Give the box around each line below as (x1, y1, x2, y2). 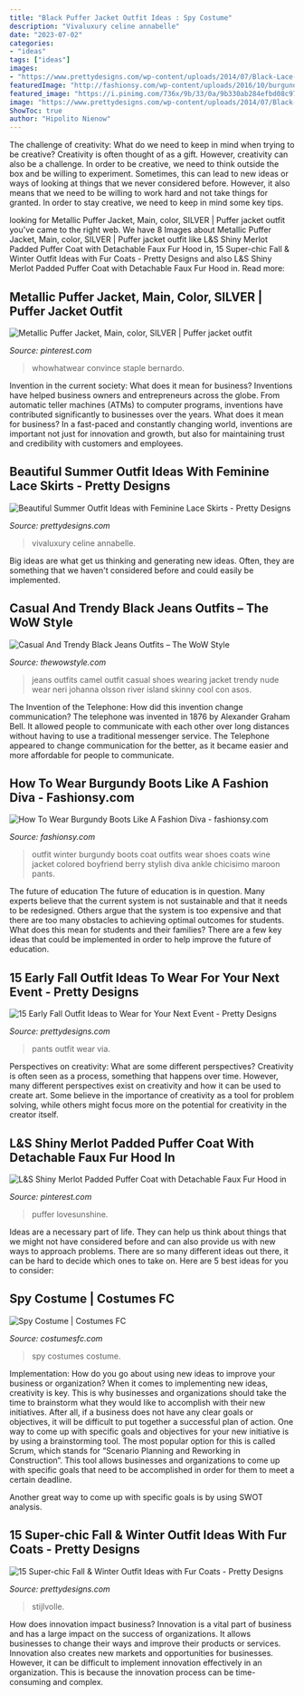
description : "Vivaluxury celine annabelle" (9, 22, 180, 31)
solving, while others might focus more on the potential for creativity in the (9, 1099, 288, 1111)
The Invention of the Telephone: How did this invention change (9, 701, 243, 712)
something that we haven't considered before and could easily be (9, 564, 254, 576)
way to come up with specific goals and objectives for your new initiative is (9, 1426, 290, 1437)
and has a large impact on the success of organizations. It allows (9, 1628, 252, 1639)
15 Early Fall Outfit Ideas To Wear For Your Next (9, 970, 280, 985)
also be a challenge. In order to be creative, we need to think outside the (9, 159, 280, 170)
